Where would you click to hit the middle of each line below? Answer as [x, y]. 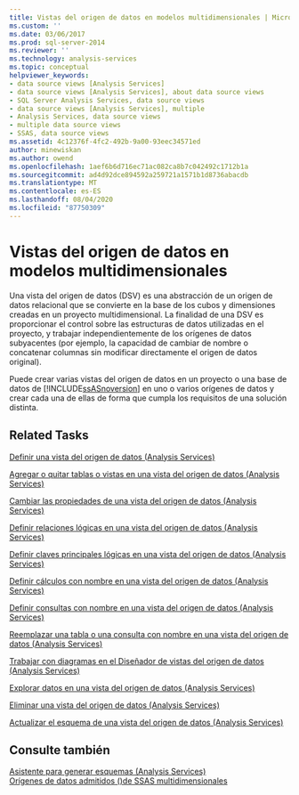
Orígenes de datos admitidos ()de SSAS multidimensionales [119, 781]
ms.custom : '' [36, 26]
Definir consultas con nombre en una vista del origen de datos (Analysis [141, 607]
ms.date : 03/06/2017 [48, 34]
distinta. [24, 407]
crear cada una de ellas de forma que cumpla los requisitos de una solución [148, 398]
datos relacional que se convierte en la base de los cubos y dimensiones [142, 304]
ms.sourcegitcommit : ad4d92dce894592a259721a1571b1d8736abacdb [129, 174]
